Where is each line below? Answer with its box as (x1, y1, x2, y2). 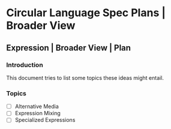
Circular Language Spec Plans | (6, 6, 166, 20)
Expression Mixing (14, 110, 61, 117)
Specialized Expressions (14, 116, 76, 124)
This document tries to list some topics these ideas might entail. (6, 74, 164, 81)
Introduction (6, 61, 43, 69)
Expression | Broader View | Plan (6, 43, 131, 53)
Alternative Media (14, 103, 59, 110)
